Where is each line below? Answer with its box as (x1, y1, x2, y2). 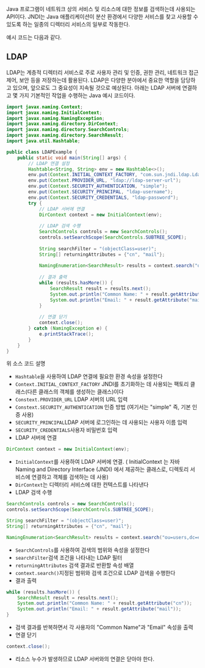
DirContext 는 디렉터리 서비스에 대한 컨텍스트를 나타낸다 (15, 481, 149, 488)
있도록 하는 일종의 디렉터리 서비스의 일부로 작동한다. (6, 21, 130, 28)
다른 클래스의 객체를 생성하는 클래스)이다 (27, 388, 124, 396)
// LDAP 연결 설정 (28, 160, 70, 166)
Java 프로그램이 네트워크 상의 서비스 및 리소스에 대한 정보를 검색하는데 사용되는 (6, 6, 196, 12)
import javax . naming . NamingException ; (6, 115, 105, 121)
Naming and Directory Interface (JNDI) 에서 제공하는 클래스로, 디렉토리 (15, 466, 189, 473)
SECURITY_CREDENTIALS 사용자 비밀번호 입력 (15, 426, 118, 434)
